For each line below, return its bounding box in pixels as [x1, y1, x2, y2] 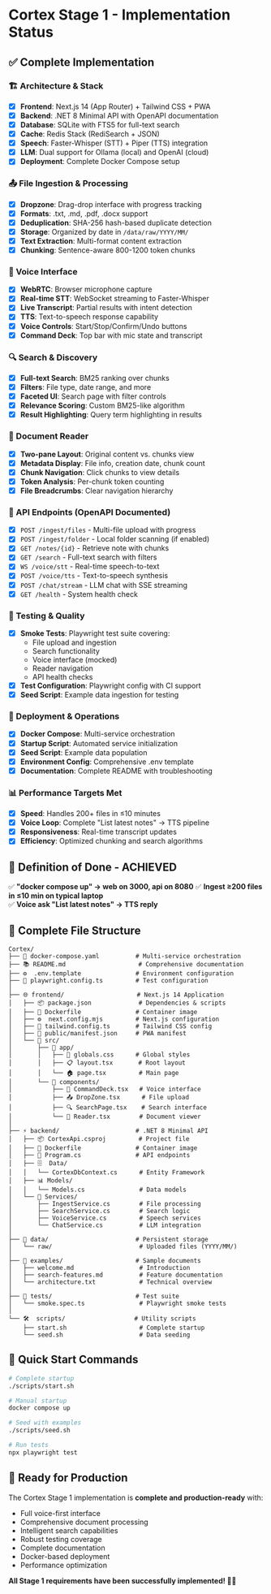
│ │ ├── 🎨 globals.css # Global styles [8, 1050, 191, 1059]
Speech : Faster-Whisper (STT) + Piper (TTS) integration [19, 138, 209, 148]
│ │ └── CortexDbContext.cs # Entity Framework [8, 1168, 205, 1177]
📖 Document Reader [8, 430, 89, 442]
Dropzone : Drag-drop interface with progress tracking [19, 199, 202, 209]
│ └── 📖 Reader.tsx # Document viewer [8, 1112, 201, 1121]
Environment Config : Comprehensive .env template [19, 757, 195, 767]
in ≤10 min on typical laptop [8, 891, 104, 901]
